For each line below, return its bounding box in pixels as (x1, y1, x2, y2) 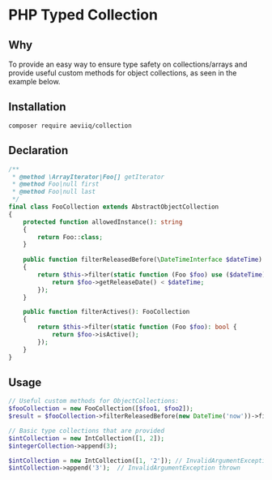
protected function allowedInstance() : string (23, 217, 183, 226)
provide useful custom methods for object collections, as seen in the (8, 68, 237, 78)
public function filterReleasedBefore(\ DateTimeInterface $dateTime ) (23, 255, 263, 264)
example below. (8, 77, 61, 86)
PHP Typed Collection (8, 6, 158, 24)
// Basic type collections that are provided (8, 426, 164, 435)
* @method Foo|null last (11, 188, 96, 196)
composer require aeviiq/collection (8, 122, 132, 130)
